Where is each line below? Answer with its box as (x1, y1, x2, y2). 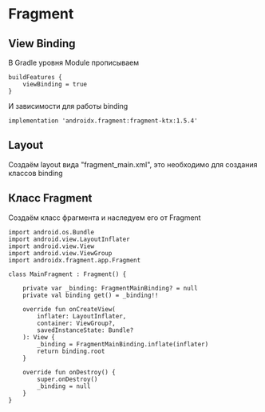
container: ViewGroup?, (37, 319, 116, 327)
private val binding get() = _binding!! (22, 291, 159, 299)
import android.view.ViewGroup (8, 249, 113, 257)
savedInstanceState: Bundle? (37, 326, 134, 334)
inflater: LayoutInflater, (37, 312, 127, 320)
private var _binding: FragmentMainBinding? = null (22, 284, 198, 292)
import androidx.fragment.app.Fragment (8, 256, 141, 264)
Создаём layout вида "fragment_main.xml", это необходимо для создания (8, 159, 258, 169)
